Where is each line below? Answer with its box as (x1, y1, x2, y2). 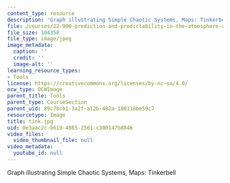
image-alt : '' (13, 61, 53, 68)
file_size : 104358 (7, 29, 60, 36)
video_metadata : (7, 143, 53, 150)
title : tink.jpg (7, 117, 53, 125)
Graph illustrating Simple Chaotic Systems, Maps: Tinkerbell (7, 168, 177, 176)
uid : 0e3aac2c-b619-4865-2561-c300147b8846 (7, 124, 133, 131)
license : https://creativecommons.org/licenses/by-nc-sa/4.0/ (7, 80, 188, 87)
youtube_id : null (13, 150, 63, 157)
